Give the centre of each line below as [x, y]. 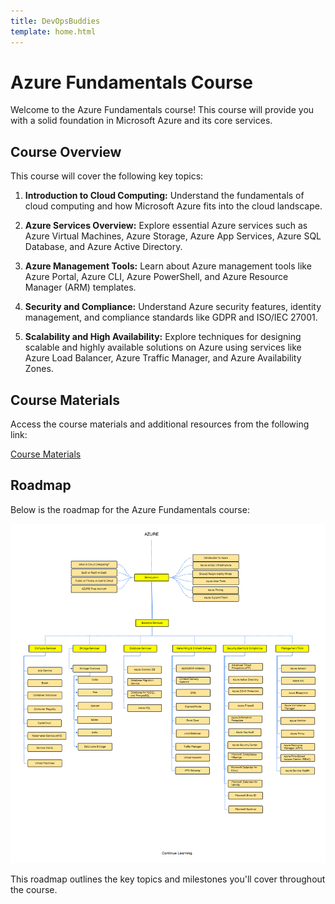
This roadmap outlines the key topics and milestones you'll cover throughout [168, 879]
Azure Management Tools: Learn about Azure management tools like [168, 266]
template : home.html [53, 31]
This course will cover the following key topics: [107, 176]
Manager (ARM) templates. [80, 287]
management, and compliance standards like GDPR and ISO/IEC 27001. [171, 317]
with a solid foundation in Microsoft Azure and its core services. [141, 121]
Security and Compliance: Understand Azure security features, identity [173, 307]
